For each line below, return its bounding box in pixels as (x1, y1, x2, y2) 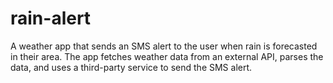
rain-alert (10, 7, 92, 30)
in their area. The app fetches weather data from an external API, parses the (10, 50, 324, 62)
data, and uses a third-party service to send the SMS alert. (10, 61, 253, 73)
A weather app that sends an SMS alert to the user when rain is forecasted (10, 40, 318, 52)
